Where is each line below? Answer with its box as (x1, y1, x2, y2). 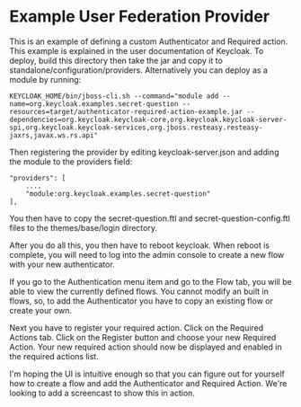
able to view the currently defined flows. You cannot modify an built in (9, 286, 270, 296)
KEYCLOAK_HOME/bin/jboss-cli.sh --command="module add (9, 92, 219, 101)
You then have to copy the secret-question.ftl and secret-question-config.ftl (9, 213, 290, 224)
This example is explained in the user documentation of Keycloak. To (9, 45, 264, 56)
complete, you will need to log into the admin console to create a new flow (9, 249, 285, 260)
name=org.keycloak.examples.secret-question (9, 99, 179, 109)
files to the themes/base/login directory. (9, 222, 157, 233)
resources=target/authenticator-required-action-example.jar (9, 107, 243, 116)
